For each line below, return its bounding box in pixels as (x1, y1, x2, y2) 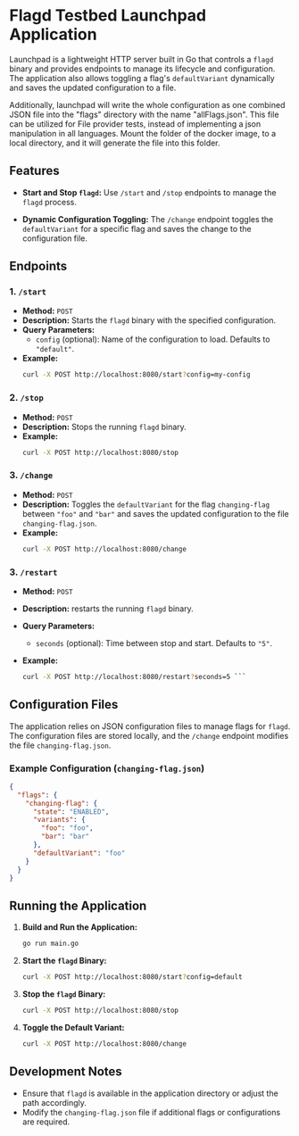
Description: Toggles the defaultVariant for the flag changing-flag (21, 499, 270, 510)
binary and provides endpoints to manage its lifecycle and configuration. (9, 63, 276, 74)
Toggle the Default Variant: (21, 1022, 125, 1032)
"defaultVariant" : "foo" (32, 849, 126, 858)
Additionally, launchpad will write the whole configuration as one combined (9, 99, 286, 110)
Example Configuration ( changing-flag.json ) (9, 762, 205, 775)
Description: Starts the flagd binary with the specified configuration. (21, 315, 277, 326)
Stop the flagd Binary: (21, 989, 106, 999)
